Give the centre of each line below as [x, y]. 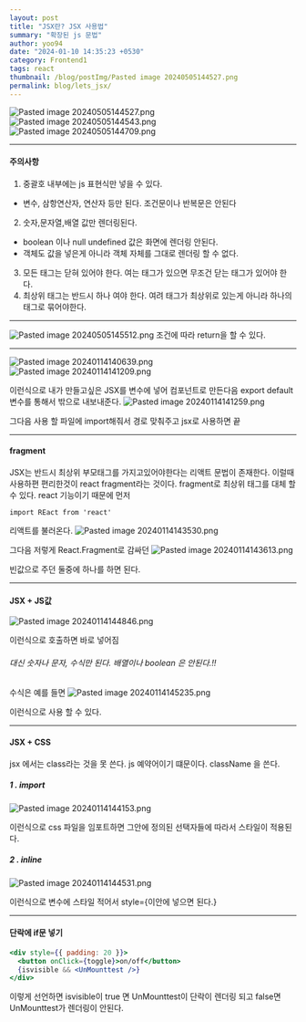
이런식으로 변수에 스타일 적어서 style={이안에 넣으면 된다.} [113, 902]
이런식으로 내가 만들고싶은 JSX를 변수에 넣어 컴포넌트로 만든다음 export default [152, 390]
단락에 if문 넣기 [36, 933]
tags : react [32, 69]
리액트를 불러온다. [41, 531]
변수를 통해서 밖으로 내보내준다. [66, 401]
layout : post [34, 18]
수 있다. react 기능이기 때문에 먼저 [70, 495]
